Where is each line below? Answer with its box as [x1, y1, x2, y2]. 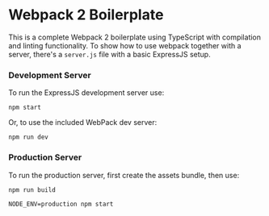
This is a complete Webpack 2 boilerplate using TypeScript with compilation [8, 32, 261, 42]
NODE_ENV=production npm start [8, 200, 114, 208]
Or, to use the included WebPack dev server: [8, 118, 158, 127]
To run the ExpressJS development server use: [8, 88, 165, 98]
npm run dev [8, 133, 48, 142]
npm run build [8, 185, 57, 194]
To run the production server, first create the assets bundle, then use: [8, 170, 240, 180]
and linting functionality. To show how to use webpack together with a [8, 40, 242, 50]
